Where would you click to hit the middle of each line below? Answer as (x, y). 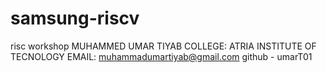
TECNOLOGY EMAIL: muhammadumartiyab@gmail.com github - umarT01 (161, 56)
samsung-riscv (75, 18)
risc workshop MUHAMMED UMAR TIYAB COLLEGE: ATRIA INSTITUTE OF (163, 46)
